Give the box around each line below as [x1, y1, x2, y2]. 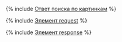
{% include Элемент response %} [5, 29, 92, 36]
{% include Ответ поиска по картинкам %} [5, 5, 117, 12]
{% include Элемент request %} [5, 17, 88, 24]
